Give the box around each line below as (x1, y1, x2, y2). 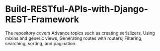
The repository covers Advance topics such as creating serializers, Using (5, 30, 155, 36)
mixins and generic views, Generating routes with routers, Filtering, (5, 35, 143, 41)
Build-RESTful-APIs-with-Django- (5, 3, 148, 15)
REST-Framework (5, 14, 80, 25)
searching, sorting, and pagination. (5, 40, 77, 46)
